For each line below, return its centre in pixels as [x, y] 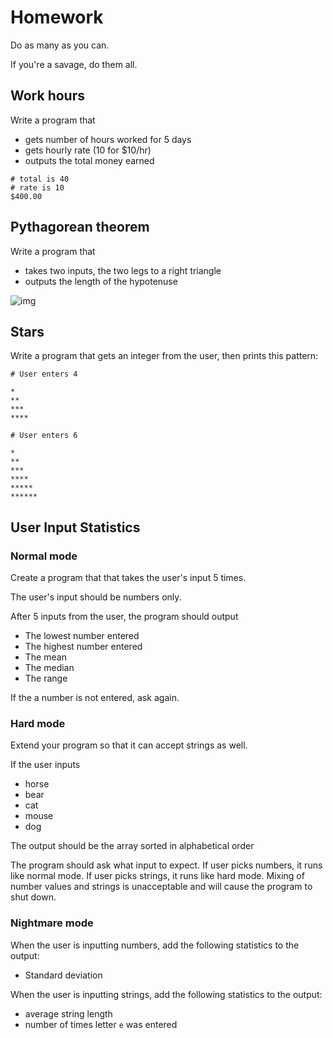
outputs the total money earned [89, 160]
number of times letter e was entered [101, 1024]
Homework [57, 17]
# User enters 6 [44, 436]
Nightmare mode [52, 923]
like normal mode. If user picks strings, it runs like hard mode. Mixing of [157, 876]
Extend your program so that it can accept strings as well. [129, 745]
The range [46, 678]
